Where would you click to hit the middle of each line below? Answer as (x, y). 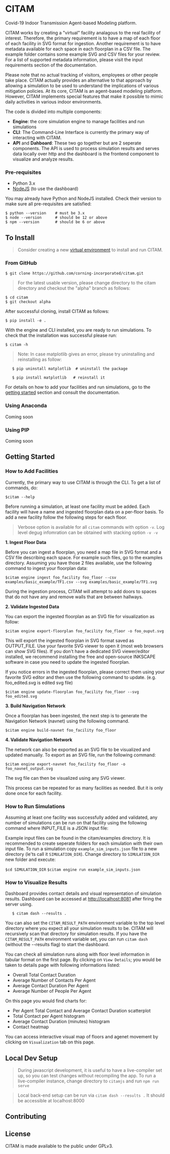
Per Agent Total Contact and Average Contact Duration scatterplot (81, 1011)
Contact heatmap (31, 1027)
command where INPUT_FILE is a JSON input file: (57, 828)
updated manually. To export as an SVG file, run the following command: (80, 755)
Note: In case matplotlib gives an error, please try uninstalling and (86, 354)
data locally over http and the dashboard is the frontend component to (86, 154)
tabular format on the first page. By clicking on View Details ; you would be (83, 960)
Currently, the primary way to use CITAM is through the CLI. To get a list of (83, 482)
